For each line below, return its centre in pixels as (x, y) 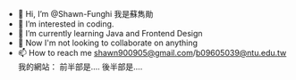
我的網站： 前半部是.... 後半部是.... (80, 67)
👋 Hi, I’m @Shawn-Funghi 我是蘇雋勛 (85, 14)
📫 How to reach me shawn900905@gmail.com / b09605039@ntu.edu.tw (152, 53)
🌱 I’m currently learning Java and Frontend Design (110, 33)
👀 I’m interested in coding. (66, 24)
